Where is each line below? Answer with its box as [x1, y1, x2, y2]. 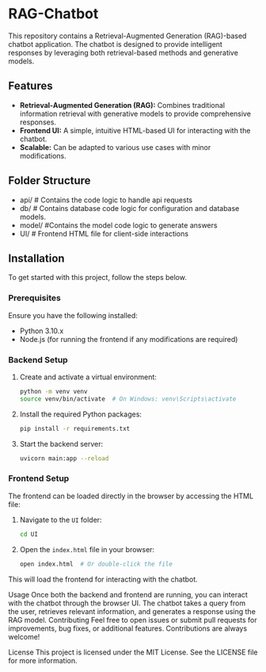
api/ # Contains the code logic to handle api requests [19, 195, 192, 205]
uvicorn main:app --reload [19, 454, 109, 463]
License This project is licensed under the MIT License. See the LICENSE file [8, 647, 258, 657]
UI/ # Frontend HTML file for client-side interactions [19, 228, 188, 238]
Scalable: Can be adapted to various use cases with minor [19, 142, 211, 152]
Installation [8, 252, 65, 265]
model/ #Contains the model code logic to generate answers [19, 220, 218, 230]
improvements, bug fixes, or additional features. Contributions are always [8, 624, 248, 633]
